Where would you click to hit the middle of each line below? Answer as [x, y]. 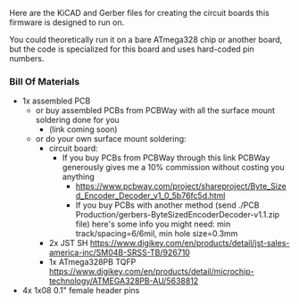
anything [79, 177]
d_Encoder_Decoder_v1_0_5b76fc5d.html [150, 196]
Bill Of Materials [45, 81]
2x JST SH [68, 243]
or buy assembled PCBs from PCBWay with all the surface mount [155, 111]
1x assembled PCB [56, 101]
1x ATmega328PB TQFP [92, 262]
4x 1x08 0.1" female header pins [81, 291]
